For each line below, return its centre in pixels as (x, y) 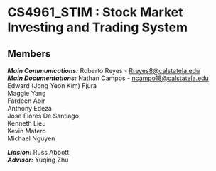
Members (29, 54)
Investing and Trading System (98, 27)
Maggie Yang (27, 93)
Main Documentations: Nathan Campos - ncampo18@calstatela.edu (108, 78)
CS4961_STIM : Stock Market (95, 12)
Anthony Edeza (29, 108)
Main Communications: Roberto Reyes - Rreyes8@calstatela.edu (104, 71)
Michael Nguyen (31, 138)
